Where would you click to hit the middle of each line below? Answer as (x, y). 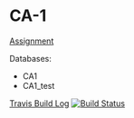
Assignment (32, 41)
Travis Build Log (39, 103)
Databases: (31, 58)
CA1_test (38, 85)
